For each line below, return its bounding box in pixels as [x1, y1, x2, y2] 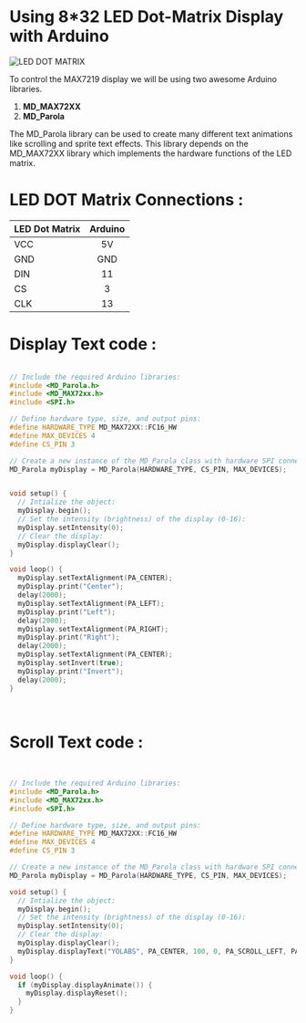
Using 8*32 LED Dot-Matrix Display [9, 6, 284, 27]
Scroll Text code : [9, 732, 144, 752]
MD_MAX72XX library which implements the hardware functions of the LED [9, 148, 292, 159]
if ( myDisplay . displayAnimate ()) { [17, 980, 153, 989]
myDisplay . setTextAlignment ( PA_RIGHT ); [17, 624, 169, 633]
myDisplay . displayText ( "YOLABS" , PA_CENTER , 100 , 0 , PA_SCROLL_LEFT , [17, 946, 287, 955]
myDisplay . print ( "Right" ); [17, 632, 120, 642]
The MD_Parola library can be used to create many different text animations [9, 128, 293, 139]
